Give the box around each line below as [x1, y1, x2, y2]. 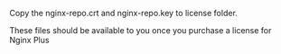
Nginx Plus [9, 35, 50, 45]
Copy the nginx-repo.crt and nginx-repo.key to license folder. [9, 8, 238, 18]
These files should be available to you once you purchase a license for [9, 25, 272, 35]
